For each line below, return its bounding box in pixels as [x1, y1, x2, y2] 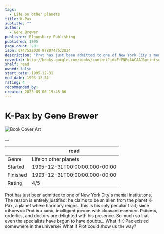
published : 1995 [5, 39, 38, 44]
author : [5, 25, 21, 30]
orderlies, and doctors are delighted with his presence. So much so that [5, 213, 149, 219]
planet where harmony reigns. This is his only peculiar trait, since [19, 203, 150, 209]
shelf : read [5, 62, 29, 67]
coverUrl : [5, 57, 25, 62]
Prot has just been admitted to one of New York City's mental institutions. [5, 192, 153, 198]
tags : [5, 7, 16, 12]
